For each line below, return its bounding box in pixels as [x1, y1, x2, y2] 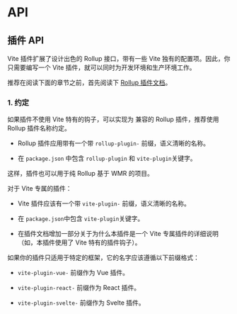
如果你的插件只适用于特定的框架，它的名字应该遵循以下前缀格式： [7, 253, 200, 262]
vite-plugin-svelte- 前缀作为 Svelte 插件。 [17, 298, 145, 307]
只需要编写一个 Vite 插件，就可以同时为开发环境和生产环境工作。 [7, 63, 196, 72]
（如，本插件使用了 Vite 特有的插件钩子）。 [17, 238, 141, 247]
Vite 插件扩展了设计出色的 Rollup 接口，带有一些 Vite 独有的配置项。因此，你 [7, 55, 231, 62]
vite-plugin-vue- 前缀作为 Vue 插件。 [17, 269, 129, 277]
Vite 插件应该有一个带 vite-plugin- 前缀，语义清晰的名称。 [17, 199, 191, 208]
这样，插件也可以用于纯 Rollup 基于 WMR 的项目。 [7, 169, 154, 178]
